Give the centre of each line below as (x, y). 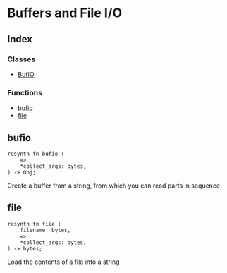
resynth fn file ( (34, 224)
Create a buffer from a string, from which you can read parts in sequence (114, 186)
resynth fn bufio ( (36, 154)
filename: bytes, (45, 230)
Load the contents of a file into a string (63, 262)
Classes (22, 59)
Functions (25, 92)
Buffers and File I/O (65, 13)
